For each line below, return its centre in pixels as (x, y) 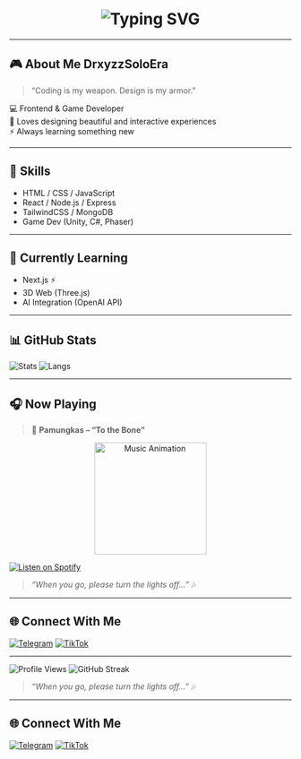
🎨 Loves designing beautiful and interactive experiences (113, 121)
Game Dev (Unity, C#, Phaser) (78, 221)
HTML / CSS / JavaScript (69, 193)
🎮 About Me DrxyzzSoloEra (89, 64)
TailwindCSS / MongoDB (68, 211)
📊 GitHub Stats (53, 340)
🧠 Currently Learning (69, 258)
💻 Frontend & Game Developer (67, 108)
